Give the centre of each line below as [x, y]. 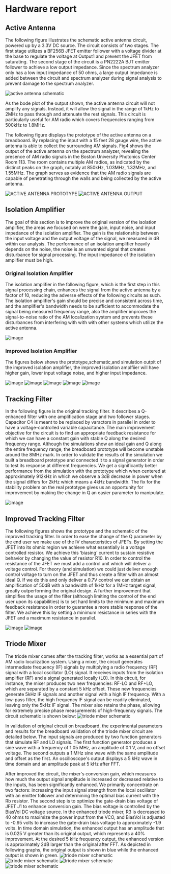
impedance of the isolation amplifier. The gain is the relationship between [82, 233]
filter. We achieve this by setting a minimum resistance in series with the [81, 613]
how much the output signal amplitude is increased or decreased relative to [84, 779]
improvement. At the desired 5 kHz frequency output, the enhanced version [84, 839]
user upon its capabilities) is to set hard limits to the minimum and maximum [85, 602]
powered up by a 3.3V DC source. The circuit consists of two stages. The [82, 45]
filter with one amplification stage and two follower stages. [89, 417]
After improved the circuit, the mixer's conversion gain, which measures [81, 774]
